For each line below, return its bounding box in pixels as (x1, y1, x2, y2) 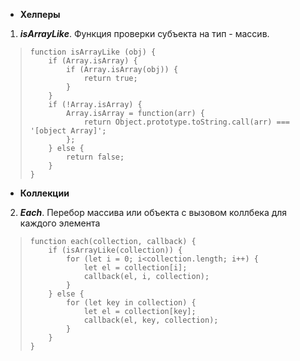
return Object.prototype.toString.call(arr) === (83, 117, 291, 127)
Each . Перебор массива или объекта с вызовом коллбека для (19, 207, 288, 218)
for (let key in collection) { (66, 298, 197, 308)
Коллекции (19, 187, 70, 199)
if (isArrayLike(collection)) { (48, 245, 183, 255)
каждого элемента (19, 217, 101, 229)
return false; (66, 152, 125, 162)
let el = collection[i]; (83, 263, 188, 273)
